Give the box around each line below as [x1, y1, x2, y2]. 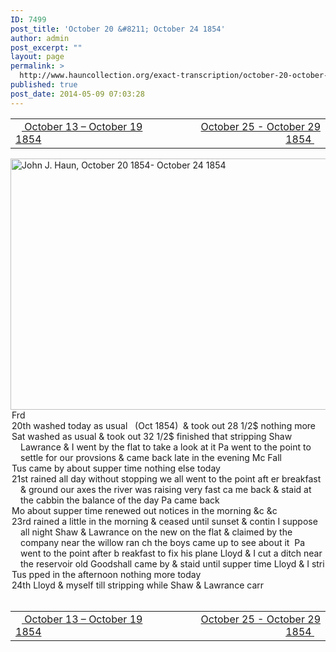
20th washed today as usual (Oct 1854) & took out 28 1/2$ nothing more [11, 419, 317, 431]
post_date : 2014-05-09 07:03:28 [10, 89, 145, 99]
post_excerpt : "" [10, 42, 83, 53]
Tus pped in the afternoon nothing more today [11, 568, 202, 580]
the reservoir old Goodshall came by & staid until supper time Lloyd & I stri [20, 557, 325, 570]
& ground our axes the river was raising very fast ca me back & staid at [20, 483, 312, 495]
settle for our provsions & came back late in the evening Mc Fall [20, 451, 282, 463]
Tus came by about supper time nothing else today [11, 462, 221, 474]
